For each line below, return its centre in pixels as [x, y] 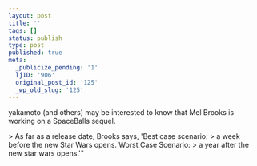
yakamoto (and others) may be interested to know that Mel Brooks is [121, 113]
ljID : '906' [36, 75]
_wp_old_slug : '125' [50, 90]
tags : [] [23, 30]
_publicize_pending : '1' [57, 68]
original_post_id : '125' [57, 82]
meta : [17, 61]
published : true [35, 53]
